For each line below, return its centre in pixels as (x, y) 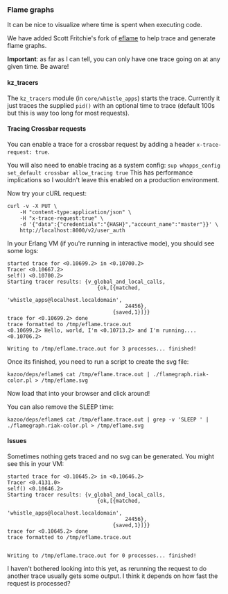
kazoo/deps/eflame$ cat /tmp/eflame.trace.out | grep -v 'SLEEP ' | (108, 419)
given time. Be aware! (38, 67)
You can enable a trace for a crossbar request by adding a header (101, 144)
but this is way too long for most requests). (68, 113)
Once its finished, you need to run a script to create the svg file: (98, 361)
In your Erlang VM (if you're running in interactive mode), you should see (111, 243)
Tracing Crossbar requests (47, 129)
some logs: (23, 250)
